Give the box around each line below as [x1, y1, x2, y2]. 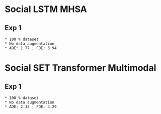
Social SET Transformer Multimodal [5, 62, 156, 74]
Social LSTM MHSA [5, 4, 88, 15]
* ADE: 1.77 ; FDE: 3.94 [5, 46, 57, 51]
